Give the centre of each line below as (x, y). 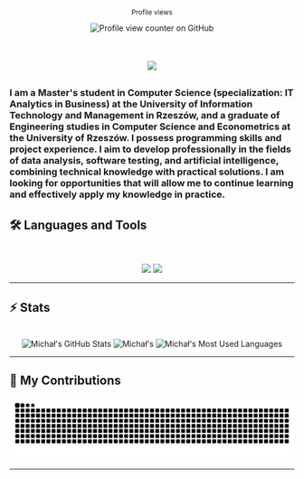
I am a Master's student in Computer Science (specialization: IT (152, 93)
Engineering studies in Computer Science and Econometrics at (150, 127)
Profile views (152, 12)
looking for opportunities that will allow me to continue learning (152, 183)
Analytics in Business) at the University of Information (131, 104)
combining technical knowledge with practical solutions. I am (147, 172)
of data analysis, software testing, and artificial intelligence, (144, 161)
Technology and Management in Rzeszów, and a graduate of (145, 116)
